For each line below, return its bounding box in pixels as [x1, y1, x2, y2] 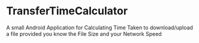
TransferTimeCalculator [6, 4, 128, 18]
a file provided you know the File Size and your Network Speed [6, 30, 162, 37]
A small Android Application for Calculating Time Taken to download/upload [6, 24, 194, 31]
